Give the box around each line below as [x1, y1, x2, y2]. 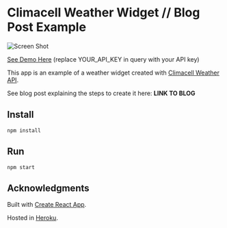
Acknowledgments [7, 182, 90, 194]
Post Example [7, 19, 87, 35]
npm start [7, 164, 36, 170]
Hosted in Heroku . [7, 214, 58, 222]
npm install [7, 127, 41, 134]
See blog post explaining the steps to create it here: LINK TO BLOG [7, 89, 196, 97]
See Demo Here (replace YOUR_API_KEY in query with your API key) [7, 55, 200, 63]
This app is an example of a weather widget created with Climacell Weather [7, 68, 220, 77]
